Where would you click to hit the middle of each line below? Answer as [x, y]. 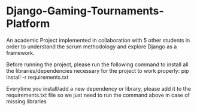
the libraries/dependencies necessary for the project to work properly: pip [98, 70]
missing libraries [26, 101]
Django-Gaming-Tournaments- [85, 11]
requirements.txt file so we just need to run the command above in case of [98, 95]
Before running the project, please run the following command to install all [97, 64]
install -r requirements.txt [37, 77]
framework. [20, 53]
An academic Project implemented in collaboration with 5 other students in [98, 40]
